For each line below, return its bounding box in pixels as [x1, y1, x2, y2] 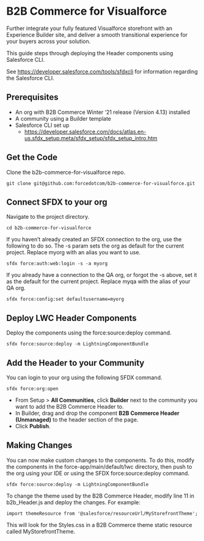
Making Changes [6, 440, 73, 451]
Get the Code [6, 152, 58, 163]
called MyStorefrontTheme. [6, 528, 75, 535]
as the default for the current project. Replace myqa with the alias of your [6, 278, 191, 286]
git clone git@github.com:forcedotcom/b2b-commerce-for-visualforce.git [6, 180, 195, 186]
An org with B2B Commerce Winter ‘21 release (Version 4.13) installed [15, 108, 191, 116]
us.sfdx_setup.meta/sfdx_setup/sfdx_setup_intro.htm [24, 134, 158, 142]
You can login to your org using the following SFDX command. [6, 374, 162, 381]
